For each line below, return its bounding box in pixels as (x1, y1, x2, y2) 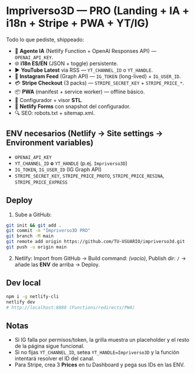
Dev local (6, 278, 41, 288)
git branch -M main (6, 233, 54, 239)
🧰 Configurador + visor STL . (14, 96, 83, 103)
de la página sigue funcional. (14, 342, 85, 350)
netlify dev (6, 299, 35, 305)
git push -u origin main (6, 244, 67, 250)
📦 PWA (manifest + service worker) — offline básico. (14, 88, 145, 95)
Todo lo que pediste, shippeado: (6, 36, 84, 43)
